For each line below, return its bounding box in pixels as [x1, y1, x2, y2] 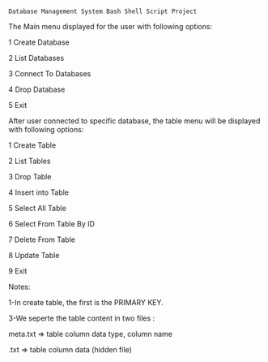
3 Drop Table [8, 172, 52, 181]
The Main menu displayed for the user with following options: [8, 22, 213, 31]
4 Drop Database [8, 84, 66, 94]
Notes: [8, 282, 31, 291]
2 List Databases [8, 54, 65, 62]
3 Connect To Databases [8, 69, 91, 78]
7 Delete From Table [8, 235, 75, 244]
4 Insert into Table [8, 187, 70, 197]
